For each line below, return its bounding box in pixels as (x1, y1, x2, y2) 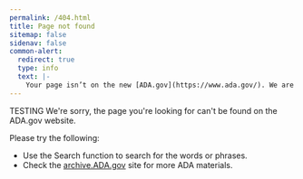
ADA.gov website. (9, 115, 76, 126)
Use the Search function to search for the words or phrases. (22, 150, 248, 161)
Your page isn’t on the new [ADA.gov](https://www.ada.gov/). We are (25, 80, 295, 89)
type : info (17, 64, 59, 73)
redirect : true (17, 55, 75, 64)
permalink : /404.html (9, 13, 92, 23)
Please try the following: (9, 132, 100, 143)
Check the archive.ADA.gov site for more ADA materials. (22, 159, 233, 170)
